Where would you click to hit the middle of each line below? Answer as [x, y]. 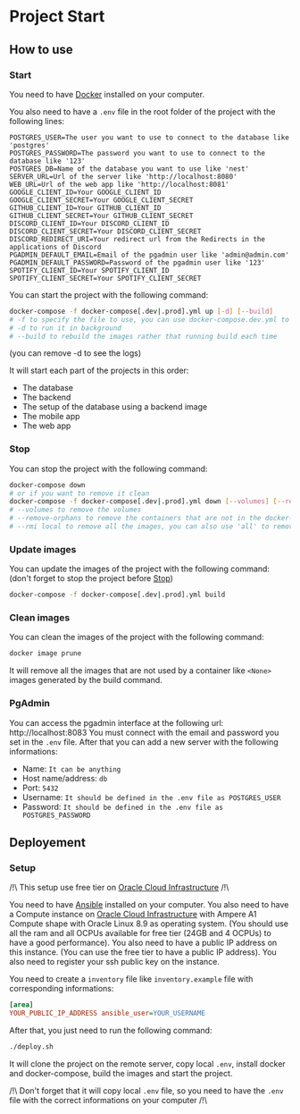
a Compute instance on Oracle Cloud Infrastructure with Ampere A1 [133, 915]
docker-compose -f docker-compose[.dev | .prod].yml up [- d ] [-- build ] [142, 311]
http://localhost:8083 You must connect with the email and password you [144, 732]
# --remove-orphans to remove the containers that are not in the [135, 519]
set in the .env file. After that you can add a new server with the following [144, 742]
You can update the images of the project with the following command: [140, 569]
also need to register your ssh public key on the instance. [115, 962]
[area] [21, 1005]
